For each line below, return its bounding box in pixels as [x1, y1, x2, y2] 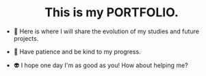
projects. [13, 34, 39, 42]
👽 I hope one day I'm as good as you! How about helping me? [13, 61, 188, 69]
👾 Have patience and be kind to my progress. [13, 47, 142, 56]
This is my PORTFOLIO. [44, 5, 179, 20]
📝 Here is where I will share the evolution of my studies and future [13, 27, 200, 35]
